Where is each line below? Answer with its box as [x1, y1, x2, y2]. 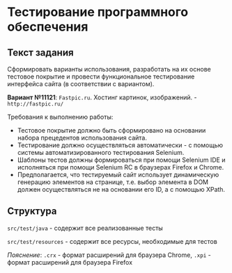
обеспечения [7, 19, 88, 35]
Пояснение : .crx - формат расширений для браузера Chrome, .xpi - [7, 251, 211, 259]
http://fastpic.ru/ [7, 101, 64, 108]
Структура [7, 206, 57, 217]
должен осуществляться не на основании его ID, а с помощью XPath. [17, 185, 225, 193]
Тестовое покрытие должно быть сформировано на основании [17, 126, 206, 134]
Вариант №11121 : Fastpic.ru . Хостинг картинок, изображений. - [7, 93, 197, 101]
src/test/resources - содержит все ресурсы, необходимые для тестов [7, 237, 217, 245]
